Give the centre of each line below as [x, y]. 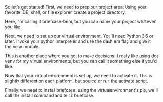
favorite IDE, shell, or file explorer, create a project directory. [65, 12]
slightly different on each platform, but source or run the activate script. [77, 81]
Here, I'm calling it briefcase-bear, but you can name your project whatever [80, 22]
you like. [13, 27]
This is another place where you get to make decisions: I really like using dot [81, 56]
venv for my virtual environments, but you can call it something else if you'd [81, 61]
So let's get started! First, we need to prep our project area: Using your [76, 7]
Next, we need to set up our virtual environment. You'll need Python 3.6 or [79, 36]
